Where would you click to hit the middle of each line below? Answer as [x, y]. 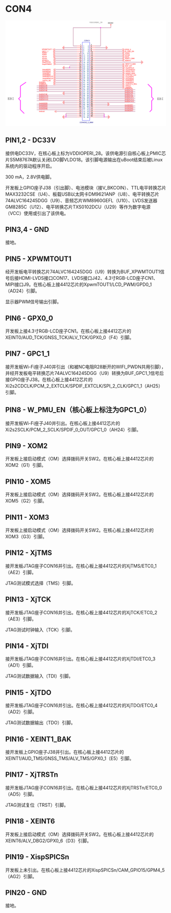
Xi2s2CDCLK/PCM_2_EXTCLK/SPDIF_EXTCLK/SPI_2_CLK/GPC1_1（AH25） [84, 386]
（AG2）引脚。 [21, 876]
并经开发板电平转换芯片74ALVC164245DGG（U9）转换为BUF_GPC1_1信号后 [85, 373]
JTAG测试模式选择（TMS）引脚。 [41, 583]
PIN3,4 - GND [27, 230]
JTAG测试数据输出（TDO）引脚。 [40, 723]
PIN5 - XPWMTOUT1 [38, 259]
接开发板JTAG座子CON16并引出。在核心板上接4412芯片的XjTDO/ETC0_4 [81, 706]
